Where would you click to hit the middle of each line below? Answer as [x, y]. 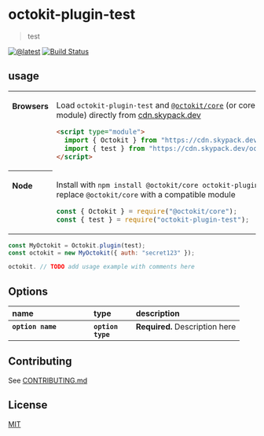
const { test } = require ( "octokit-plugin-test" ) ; [153, 219]
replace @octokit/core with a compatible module [146, 194]
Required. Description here [186, 327]
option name [35, 327]
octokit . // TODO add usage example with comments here [101, 267]
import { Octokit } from [110, 140]
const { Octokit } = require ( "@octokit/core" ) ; [147, 211]
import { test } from [104, 148]
